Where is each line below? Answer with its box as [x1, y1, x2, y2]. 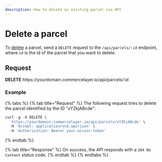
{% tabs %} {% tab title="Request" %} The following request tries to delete [5, 100, 157, 106]
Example [5, 89, 26, 96]
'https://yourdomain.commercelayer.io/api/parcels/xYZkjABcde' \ [9, 119, 146, 124]
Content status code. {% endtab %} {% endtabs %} [5, 152, 109, 158]
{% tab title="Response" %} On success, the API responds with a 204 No [5, 147, 151, 153]
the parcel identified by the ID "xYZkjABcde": [5, 105, 96, 111]
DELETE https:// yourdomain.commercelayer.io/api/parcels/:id [5, 77, 129, 83]
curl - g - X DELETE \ [5, 115, 47, 120]
